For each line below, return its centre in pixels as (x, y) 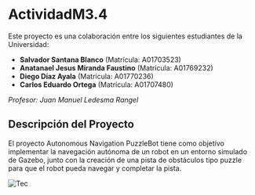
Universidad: (29, 44)
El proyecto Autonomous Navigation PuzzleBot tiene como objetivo (117, 143)
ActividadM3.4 (58, 14)
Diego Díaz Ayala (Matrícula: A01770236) (87, 76)
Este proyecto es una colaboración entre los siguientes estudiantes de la (126, 36)
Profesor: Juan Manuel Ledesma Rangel (73, 99)
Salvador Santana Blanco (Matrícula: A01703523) (100, 60)
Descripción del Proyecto (71, 124)
